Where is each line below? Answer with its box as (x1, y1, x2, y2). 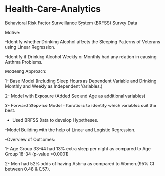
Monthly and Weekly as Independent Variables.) (5, 83, 103, 89)
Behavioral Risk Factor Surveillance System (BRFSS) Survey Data (5, 20, 137, 26)
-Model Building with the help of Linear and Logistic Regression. (5, 127, 136, 133)
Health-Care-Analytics (5, 3, 101, 15)
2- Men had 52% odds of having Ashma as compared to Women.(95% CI (5, 160, 154, 166)
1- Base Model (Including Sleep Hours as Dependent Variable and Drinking (5, 78, 157, 84)
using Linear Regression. (5, 44, 56, 50)
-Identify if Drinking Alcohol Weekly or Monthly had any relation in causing (5, 53, 157, 60)
